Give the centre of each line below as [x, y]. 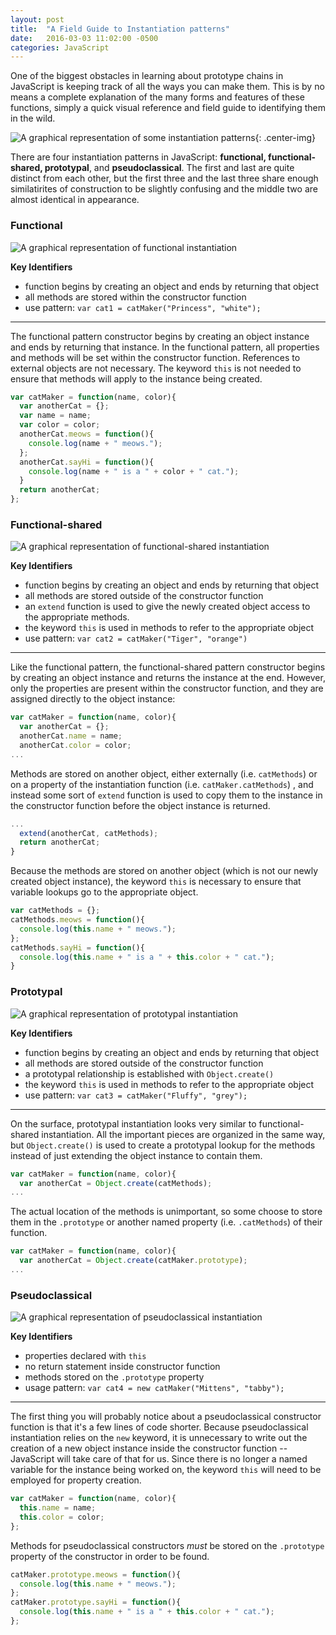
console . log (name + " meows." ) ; [95, 443]
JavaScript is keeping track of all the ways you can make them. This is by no [167, 87]
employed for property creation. [76, 1480]
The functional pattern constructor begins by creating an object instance [160, 336]
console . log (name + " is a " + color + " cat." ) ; [134, 471]
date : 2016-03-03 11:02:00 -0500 [84, 38]
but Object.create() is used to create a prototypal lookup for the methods [163, 1145]
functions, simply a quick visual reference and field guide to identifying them [168, 108]
